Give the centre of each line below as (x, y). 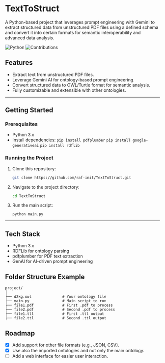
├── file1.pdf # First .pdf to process (59, 305)
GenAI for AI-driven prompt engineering (53, 261)
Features (19, 63)
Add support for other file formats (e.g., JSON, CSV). (66, 345)
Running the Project (29, 158)
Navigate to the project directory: (46, 187)
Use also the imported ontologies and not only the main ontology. (78, 350)
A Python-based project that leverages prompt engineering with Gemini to (80, 22)
